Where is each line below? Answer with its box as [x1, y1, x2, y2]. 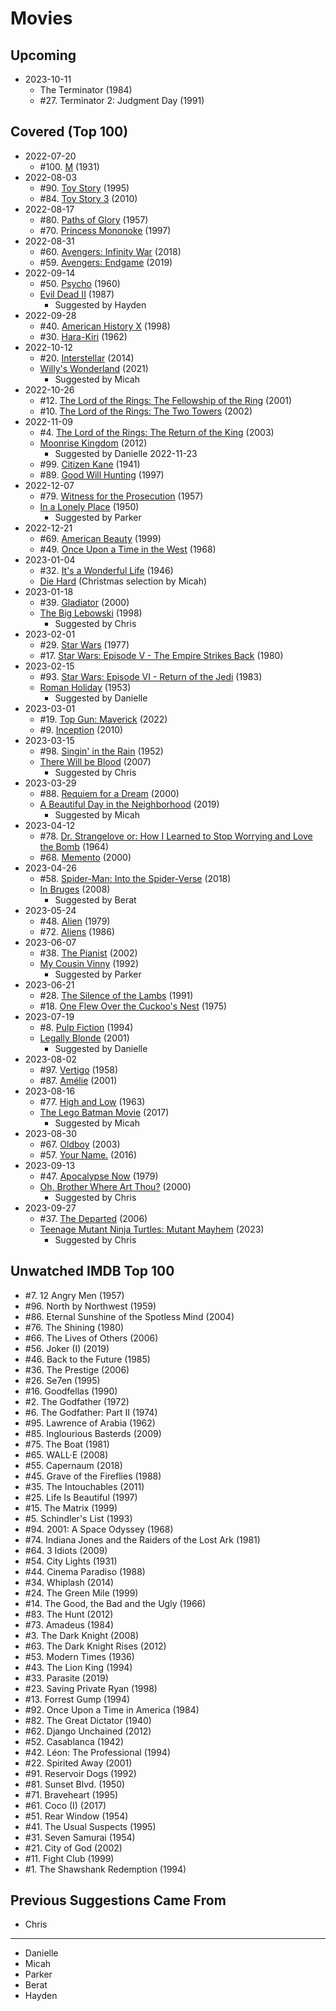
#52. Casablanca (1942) [24, 1735, 125, 1747]
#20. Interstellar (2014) [39, 352, 135, 364]
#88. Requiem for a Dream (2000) [39, 787, 180, 799]
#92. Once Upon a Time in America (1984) [24, 1703, 200, 1716]
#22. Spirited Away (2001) [24, 1757, 133, 1769]
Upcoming [10, 47, 77, 64]
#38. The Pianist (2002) [39, 947, 138, 959]
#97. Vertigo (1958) [39, 1063, 119, 1076]
